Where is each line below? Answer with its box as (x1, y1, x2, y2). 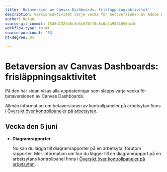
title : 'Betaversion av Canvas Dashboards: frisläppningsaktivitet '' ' (5, 7, 155, 12)
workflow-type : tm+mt (5, 26, 50, 31)
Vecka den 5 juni (5, 122, 58, 131)
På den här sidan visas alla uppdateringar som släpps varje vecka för (5, 87, 147, 93)
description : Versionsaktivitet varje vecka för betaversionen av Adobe (5, 12, 159, 17)
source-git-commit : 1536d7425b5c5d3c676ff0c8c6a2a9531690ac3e (5, 21, 137, 26)
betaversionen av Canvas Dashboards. (5, 93, 84, 99)
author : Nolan (5, 16, 35, 21)
